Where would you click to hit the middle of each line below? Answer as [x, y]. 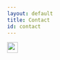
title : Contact [29, 20]
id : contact [24, 26]
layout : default [30, 13]
